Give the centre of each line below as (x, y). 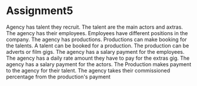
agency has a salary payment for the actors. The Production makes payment (99, 64)
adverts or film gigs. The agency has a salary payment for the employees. (95, 51)
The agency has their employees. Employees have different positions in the (97, 33)
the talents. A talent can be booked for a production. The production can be (98, 46)
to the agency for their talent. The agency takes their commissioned (88, 70)
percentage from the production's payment (58, 77)
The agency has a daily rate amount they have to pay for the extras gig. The (98, 58)
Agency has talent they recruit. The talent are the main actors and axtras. (95, 27)
